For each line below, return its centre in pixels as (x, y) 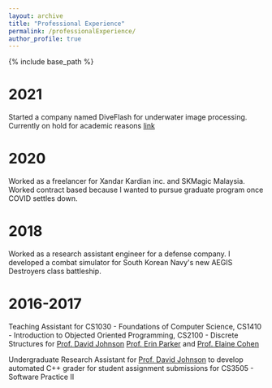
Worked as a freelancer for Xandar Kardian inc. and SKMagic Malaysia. (127, 181)
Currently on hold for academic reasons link (82, 126)
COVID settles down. (43, 198)
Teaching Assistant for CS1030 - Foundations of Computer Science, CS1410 (135, 327)
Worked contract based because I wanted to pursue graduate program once (136, 190)
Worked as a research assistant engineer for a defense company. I (119, 254)
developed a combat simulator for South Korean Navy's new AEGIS (121, 263)
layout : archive (36, 16)
